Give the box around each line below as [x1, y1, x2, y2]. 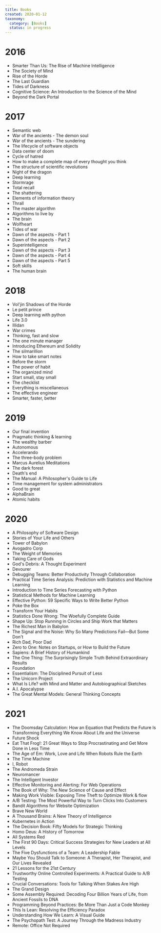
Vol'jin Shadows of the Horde [12, 301, 71, 307]
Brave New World [12, 807, 48, 814]
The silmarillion [12, 348, 43, 354]
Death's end [12, 470, 37, 476]
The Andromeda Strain [12, 766, 58, 772]
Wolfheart [12, 221, 33, 227]
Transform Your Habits [12, 607, 58, 613]
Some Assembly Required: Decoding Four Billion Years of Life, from [12, 891, 148, 897]
